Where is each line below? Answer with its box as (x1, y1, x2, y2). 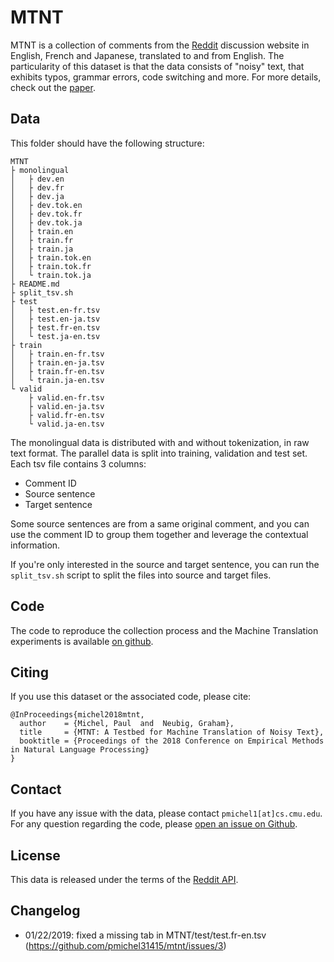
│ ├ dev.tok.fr (10, 209, 83, 219)
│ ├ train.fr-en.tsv (10, 366, 105, 376)
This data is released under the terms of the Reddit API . (10, 874, 239, 885)
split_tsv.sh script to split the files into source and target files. (10, 569, 272, 581)
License (10, 847, 61, 864)
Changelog (10, 902, 81, 920)
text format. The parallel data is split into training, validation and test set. (10, 447, 308, 459)
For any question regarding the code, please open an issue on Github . (10, 818, 298, 830)
